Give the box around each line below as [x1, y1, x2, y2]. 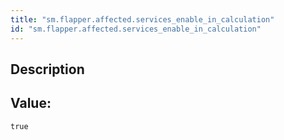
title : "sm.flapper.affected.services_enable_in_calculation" [10, 14, 275, 25]
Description [10, 61, 85, 78]
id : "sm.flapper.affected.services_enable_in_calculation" [10, 24, 262, 34]
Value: [10, 95, 52, 112]
